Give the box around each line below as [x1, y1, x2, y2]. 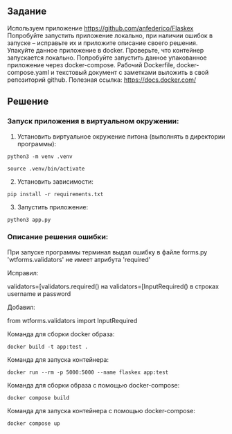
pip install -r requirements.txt [7, 191, 104, 198]
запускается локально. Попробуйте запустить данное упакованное [7, 53, 207, 62]
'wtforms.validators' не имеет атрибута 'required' [7, 255, 151, 263]
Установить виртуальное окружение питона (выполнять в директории [17, 132, 226, 141]
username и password [7, 289, 71, 297]
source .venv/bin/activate [7, 165, 85, 172]
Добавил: [7, 303, 36, 311]
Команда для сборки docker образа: [7, 329, 115, 338]
